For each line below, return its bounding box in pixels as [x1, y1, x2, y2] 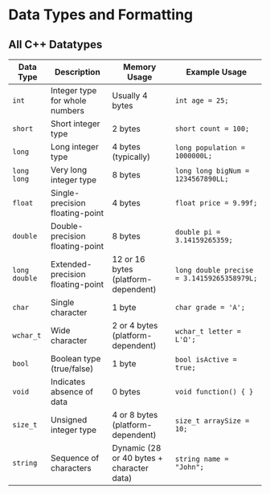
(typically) [112, 151, 151, 162]
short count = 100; [175, 125, 250, 133]
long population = [175, 143, 246, 152]
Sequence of [51, 452, 100, 463]
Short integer [51, 118, 100, 129]
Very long [51, 165, 88, 175]
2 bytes [112, 123, 141, 134]
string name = [175, 455, 229, 463]
